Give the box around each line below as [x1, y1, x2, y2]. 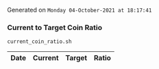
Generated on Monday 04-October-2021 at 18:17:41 [7, 6, 152, 14]
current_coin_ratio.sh [7, 38, 72, 45]
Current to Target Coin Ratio [7, 23, 103, 32]
